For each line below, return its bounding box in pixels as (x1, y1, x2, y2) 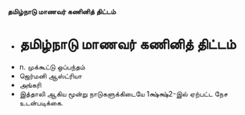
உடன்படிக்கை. (18, 97, 63, 107)
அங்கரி (18, 80, 42, 89)
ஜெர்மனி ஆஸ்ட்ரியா (18, 71, 82, 81)
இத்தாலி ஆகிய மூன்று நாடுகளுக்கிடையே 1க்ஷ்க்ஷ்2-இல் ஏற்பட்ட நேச (18, 89, 228, 98)
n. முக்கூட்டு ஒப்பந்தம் (18, 61, 86, 71)
